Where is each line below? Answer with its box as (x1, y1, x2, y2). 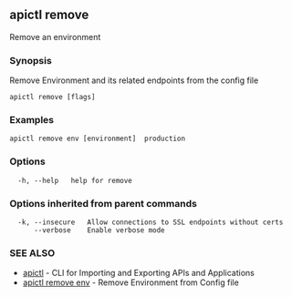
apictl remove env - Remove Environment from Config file (22, 277, 239, 288)
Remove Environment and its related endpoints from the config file (9, 75, 259, 86)
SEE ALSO (9, 246, 56, 259)
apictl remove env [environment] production (9, 134, 185, 144)
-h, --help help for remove (17, 176, 132, 185)
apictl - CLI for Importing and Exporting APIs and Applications (22, 268, 255, 279)
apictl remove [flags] (9, 93, 96, 102)
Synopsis (9, 54, 52, 67)
